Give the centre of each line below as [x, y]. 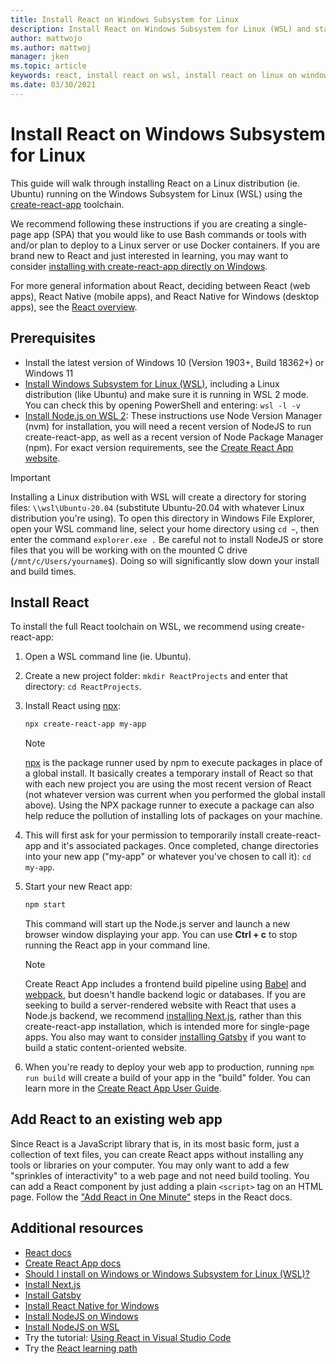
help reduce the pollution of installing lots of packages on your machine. [173, 816]
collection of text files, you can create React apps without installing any [157, 1154]
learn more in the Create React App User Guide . [123, 1088]
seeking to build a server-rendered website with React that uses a [160, 1005]
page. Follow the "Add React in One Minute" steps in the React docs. [151, 1197]
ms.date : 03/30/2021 [53, 85]
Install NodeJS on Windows [81, 1316]
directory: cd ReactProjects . [83, 687]
